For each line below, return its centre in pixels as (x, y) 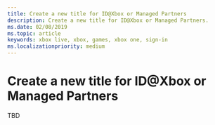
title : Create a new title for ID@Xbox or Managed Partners (97, 14)
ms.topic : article (34, 33)
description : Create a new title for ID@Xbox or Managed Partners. (108, 20)
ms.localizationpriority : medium (56, 46)
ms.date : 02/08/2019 (38, 27)
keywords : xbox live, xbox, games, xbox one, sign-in (88, 40)
